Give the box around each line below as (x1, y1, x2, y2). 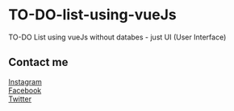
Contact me (8, 55, 69, 69)
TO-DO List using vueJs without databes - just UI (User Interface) (8, 32, 227, 42)
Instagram (8, 76, 42, 86)
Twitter (8, 94, 32, 104)
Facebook (8, 85, 42, 95)
